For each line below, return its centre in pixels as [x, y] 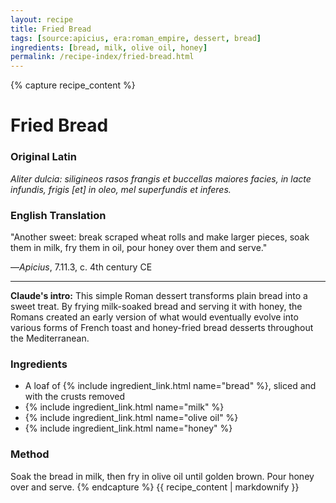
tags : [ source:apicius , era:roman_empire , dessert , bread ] [136, 38]
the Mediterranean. [50, 338]
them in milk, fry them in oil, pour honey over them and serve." [139, 247]
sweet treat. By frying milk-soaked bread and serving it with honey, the [156, 306]
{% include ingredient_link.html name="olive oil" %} [131, 418]
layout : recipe [42, 19]
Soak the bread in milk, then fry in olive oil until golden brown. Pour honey [162, 476]
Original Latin [43, 157]
